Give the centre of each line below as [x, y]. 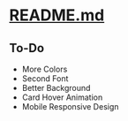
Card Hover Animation [62, 97]
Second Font [45, 79]
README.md [57, 15]
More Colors [45, 69]
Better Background [56, 88]
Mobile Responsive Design [70, 106]
